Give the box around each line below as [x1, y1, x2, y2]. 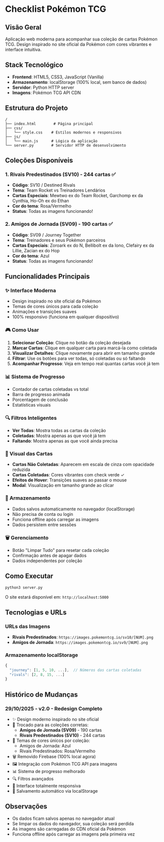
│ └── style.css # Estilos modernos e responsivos [5, 130, 122, 135]
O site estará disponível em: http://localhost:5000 [5, 594, 109, 600]
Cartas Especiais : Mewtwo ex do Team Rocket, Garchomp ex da [12, 193, 143, 199]
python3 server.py [5, 585, 43, 590]
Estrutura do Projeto [5, 104, 68, 112]
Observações [5, 802, 48, 811]
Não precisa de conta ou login [12, 511, 74, 517]
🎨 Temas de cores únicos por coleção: [12, 738, 90, 743]
